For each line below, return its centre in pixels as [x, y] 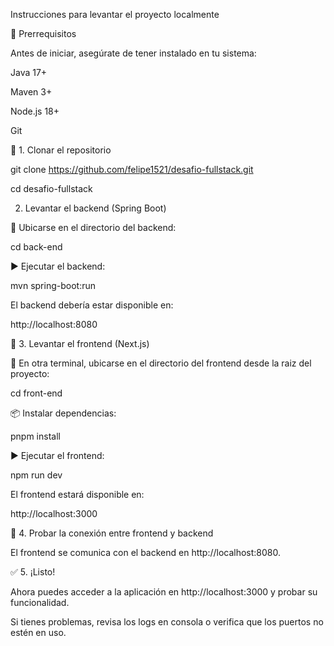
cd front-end [36, 393]
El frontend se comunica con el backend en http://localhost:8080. [146, 552]
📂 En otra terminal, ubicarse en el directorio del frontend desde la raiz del [161, 363]
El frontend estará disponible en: [77, 494]
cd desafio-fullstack [51, 188]
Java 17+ [29, 72]
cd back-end [36, 247]
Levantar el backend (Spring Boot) [95, 208]
